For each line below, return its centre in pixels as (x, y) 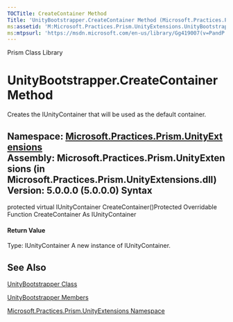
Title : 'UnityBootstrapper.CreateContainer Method (82, 20)
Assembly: (31, 158)
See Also (27, 267)
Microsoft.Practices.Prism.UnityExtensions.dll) (112, 180)
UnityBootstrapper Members (48, 298)
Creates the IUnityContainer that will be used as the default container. (107, 114)
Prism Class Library (35, 53)
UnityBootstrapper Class (42, 284)
